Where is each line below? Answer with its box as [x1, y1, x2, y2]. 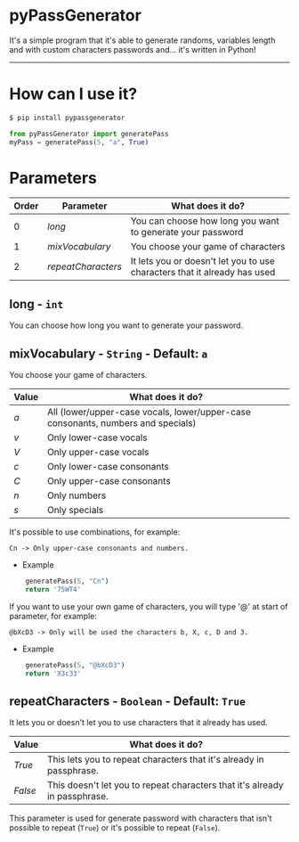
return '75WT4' [25, 584, 82, 593]
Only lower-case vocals [47, 431, 148, 444]
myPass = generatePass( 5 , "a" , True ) [9, 137, 149, 147]
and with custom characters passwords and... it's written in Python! [9, 44, 256, 54]
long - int [9, 296, 64, 312]
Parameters [9, 168, 98, 188]
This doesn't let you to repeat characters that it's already [47, 779, 284, 791]
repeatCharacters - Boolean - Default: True [9, 693, 246, 708]
